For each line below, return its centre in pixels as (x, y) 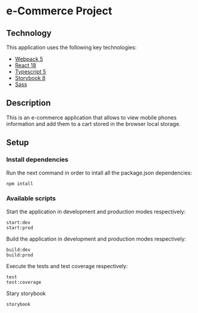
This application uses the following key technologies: (71, 47)
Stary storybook (26, 293)
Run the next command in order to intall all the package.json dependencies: (99, 173)
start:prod (20, 228)
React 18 (25, 65)
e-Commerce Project (59, 11)
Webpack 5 (29, 59)
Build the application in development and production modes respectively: (96, 239)
